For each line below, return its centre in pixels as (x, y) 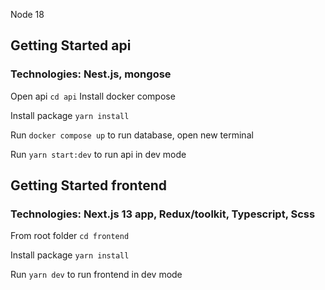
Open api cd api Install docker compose (93, 96)
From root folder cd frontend (70, 236)
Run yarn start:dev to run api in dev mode (98, 154)
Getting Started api (71, 45)
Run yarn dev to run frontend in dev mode (96, 275)
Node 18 (27, 14)
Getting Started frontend (88, 185)
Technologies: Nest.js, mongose (91, 74)
